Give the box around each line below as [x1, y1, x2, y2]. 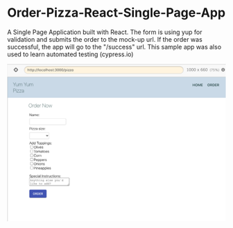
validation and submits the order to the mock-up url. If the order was [7, 35, 202, 43]
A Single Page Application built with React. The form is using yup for [7, 28, 202, 36]
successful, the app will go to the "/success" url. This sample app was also [7, 42, 222, 51]
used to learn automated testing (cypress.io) [7, 50, 134, 58]
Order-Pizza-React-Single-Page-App [7, 5, 226, 21]
